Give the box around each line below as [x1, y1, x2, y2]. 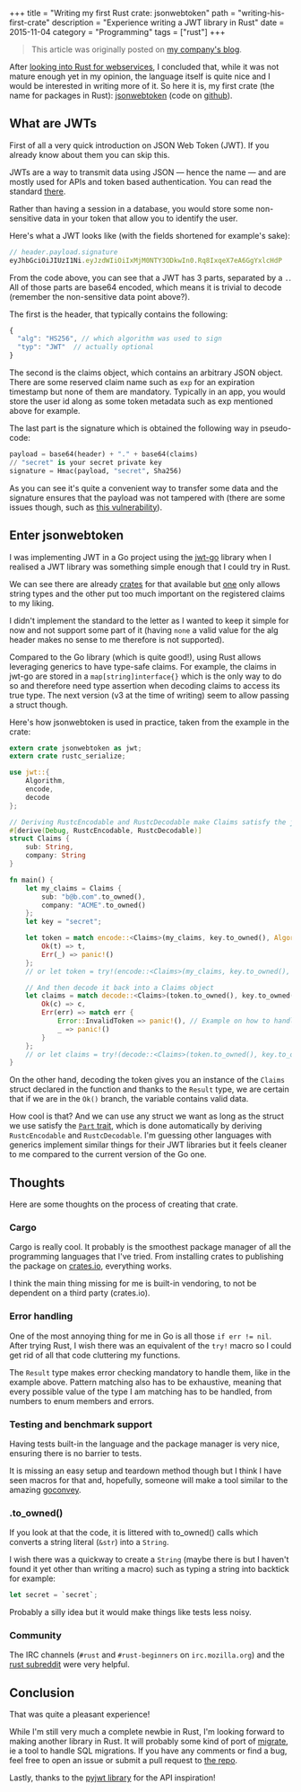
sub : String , [25, 843, 74, 852]
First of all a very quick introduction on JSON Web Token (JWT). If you [9, 139, 270, 151]
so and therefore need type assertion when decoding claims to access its [9, 680, 280, 690]
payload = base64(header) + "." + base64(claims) [9, 450, 199, 459]
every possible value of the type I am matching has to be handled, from [9, 1386, 273, 1397]
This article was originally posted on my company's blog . [30, 44, 242, 55]
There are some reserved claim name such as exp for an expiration [9, 377, 255, 388]
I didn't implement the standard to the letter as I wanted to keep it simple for [9, 615, 289, 626]
